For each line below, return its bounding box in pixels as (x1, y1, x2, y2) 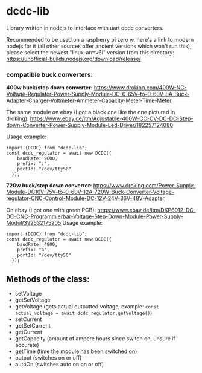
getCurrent (14, 328, 43, 336)
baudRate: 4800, (17, 242, 58, 248)
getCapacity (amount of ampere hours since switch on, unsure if (14, 335, 176, 342)
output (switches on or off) (14, 354, 82, 362)
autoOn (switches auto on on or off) (14, 361, 104, 368)
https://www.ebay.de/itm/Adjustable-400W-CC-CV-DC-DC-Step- (30, 115, 194, 122)
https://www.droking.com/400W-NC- (93, 84, 187, 91)
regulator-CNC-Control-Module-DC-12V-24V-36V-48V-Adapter (6, 195, 165, 202)
